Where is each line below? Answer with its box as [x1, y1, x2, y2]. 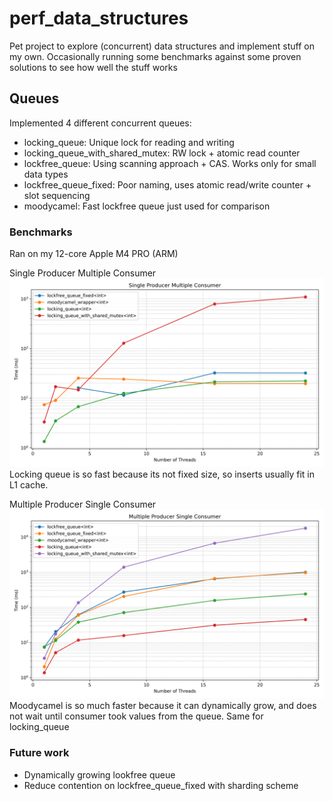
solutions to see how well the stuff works [9, 61, 178, 73]
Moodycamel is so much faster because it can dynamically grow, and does [9, 700, 317, 712]
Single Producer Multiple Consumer [9, 267, 157, 279]
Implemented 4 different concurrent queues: [9, 117, 192, 129]
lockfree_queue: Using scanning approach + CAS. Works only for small [23, 157, 317, 169]
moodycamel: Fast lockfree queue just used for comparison [23, 200, 271, 212]
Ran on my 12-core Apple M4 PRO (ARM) [9, 248, 179, 260]
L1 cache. [9, 479, 49, 491]
